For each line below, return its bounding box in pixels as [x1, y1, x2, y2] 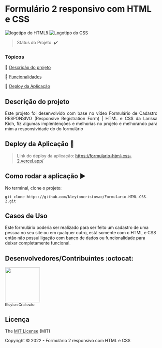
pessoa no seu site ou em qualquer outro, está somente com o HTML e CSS [5, 230, 156, 236]
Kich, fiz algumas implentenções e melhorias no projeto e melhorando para [5, 121, 158, 127]
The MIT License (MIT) [5, 328, 51, 334]
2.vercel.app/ [16, 158, 44, 164]
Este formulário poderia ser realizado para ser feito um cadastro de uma [5, 225, 149, 230]
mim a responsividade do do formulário [5, 126, 84, 132]
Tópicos [5, 53, 25, 60]
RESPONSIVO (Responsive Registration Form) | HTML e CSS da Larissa [5, 116, 158, 122]
